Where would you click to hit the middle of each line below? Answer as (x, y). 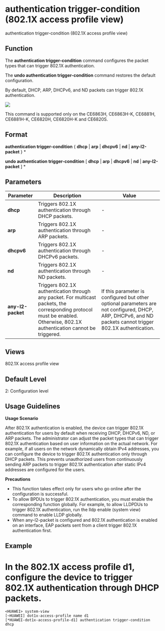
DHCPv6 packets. (58, 257)
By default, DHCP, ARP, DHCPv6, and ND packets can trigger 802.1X (74, 90)
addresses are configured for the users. (45, 469)
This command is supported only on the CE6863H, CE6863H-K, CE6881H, (80, 114)
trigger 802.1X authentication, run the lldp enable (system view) (76, 510)
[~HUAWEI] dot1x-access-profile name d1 (47, 616)
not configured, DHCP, (127, 310)
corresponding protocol (65, 310)
